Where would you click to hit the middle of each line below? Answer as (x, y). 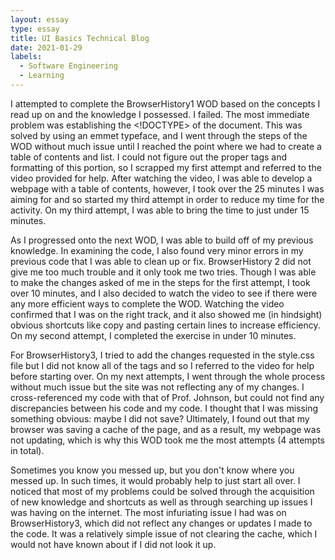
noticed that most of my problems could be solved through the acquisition (162, 491)
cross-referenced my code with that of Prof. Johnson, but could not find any (167, 397)
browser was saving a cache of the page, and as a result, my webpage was (166, 429)
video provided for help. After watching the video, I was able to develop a (161, 178)
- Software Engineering (68, 66)
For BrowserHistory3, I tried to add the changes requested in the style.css (162, 355)
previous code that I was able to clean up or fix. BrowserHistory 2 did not (161, 261)
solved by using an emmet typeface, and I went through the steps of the (159, 135)
